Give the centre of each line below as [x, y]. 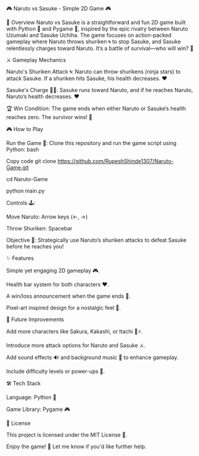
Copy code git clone [31, 161]
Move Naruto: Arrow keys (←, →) [47, 217]
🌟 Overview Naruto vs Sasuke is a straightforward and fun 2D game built [96, 22]
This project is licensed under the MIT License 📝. [67, 435]
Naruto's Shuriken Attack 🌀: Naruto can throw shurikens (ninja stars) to [93, 72]
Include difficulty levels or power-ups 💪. [56, 371]
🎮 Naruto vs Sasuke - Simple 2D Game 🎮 [59, 8]
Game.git [17, 168]
